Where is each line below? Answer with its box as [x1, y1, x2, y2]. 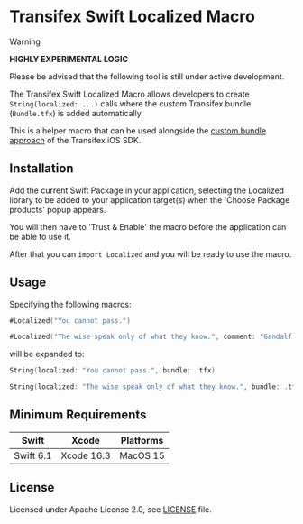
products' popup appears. [9, 204, 106, 215]
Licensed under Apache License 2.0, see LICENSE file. [9, 503, 212, 515]
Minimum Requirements [9, 408, 147, 423]
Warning [9, 36, 41, 47]
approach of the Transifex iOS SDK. [9, 134, 142, 145]
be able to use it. [9, 231, 72, 242]
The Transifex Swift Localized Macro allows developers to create [9, 88, 250, 99]
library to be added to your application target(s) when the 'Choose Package [9, 194, 290, 205]
